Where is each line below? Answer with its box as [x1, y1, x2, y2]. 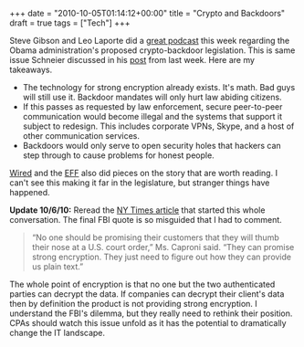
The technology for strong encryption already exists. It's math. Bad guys [22, 82, 296, 92]
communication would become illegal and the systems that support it [22, 111, 283, 121]
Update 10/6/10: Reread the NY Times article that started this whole [9, 205, 266, 216]
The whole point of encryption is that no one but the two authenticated [9, 279, 276, 289]
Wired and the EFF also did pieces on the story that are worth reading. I [9, 168, 278, 178]
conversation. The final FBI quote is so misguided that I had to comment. [9, 215, 283, 225]
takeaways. [9, 64, 53, 75]
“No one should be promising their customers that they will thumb [31, 232, 280, 243]
